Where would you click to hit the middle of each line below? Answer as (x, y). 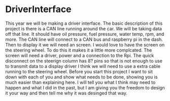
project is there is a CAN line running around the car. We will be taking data (84, 28)
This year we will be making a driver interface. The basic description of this (84, 23)
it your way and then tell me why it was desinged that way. (66, 93)
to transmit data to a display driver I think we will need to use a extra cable (83, 66)
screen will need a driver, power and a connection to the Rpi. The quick (80, 55)
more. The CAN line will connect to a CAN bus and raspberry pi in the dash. (84, 39)
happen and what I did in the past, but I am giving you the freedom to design (85, 87)
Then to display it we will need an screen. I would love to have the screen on (85, 44)
